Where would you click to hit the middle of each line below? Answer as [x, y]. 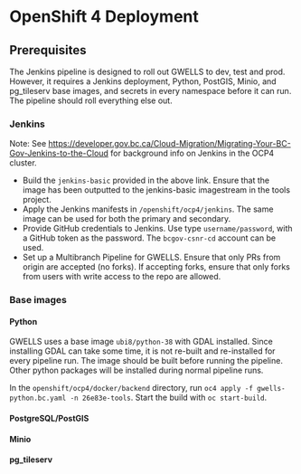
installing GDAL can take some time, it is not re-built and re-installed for [142, 351]
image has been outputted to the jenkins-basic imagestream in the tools [156, 190]
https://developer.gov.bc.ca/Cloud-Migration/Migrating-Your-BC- [169, 144]
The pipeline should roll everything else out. [91, 100]
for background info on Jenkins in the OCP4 [192, 153]
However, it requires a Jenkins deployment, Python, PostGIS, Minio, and [143, 81]
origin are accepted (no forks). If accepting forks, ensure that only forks [156, 267]
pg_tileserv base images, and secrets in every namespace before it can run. [150, 91]
